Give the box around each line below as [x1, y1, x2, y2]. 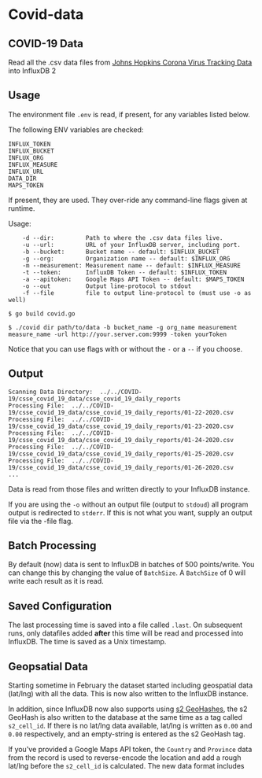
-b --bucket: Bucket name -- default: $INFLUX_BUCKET [22, 248, 220, 256]
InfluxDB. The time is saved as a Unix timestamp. [8, 637, 167, 647]
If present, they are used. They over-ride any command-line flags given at [8, 195, 248, 205]
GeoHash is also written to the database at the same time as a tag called [8, 713, 242, 722]
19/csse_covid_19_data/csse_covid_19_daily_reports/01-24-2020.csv [8, 436, 234, 444]
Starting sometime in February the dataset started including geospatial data [8, 680, 253, 690]
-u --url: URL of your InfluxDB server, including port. [22, 241, 242, 249]
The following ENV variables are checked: [8, 124, 144, 135]
